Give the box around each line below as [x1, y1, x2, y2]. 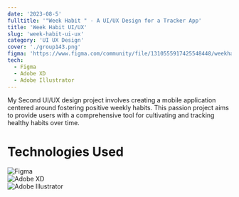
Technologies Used [7, 144, 124, 160]
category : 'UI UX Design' [7, 37, 84, 44]
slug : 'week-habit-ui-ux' [7, 30, 84, 38]
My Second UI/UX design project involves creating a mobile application [7, 96, 216, 105]
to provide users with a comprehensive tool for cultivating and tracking [7, 111, 215, 119]
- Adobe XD [14, 70, 46, 77]
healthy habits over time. [7, 119, 80, 127]
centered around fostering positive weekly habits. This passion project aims [7, 104, 230, 112]
